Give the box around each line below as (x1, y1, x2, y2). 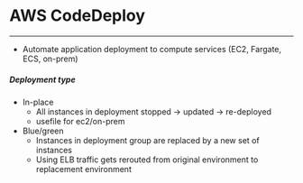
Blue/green (22, 125, 65, 136)
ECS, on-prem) (22, 53, 78, 64)
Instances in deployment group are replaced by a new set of (35, 134, 260, 145)
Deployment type (9, 74, 76, 85)
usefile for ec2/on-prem (35, 115, 125, 126)
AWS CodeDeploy (9, 5, 146, 26)
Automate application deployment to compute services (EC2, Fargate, (22, 43, 282, 54)
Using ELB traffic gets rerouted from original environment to (35, 154, 259, 165)
